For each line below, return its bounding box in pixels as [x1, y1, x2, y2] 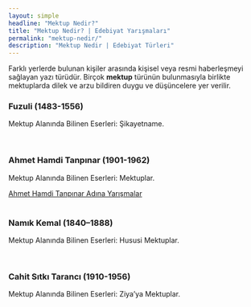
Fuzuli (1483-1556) [8, 101, 84, 113]
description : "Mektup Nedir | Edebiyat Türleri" [8, 42, 175, 50]
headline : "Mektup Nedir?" [8, 19, 99, 27]
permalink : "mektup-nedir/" [8, 34, 103, 43]
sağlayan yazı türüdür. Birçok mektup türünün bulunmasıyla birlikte [8, 72, 231, 82]
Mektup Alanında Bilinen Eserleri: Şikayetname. [8, 119, 165, 129]
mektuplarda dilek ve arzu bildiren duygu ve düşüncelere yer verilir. [8, 81, 232, 91]
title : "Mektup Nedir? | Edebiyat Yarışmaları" [8, 27, 171, 35]
